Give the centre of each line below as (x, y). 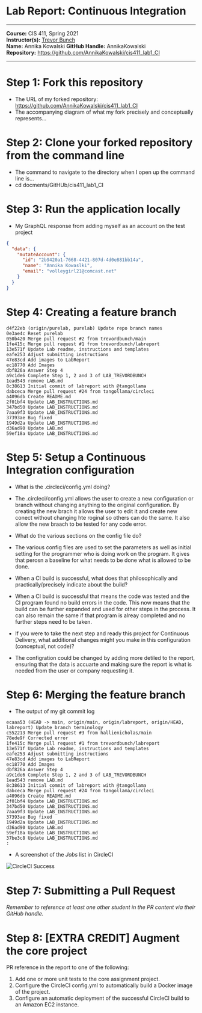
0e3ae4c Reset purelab (35, 333)
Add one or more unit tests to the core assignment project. (87, 979)
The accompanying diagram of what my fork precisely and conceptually (104, 112)
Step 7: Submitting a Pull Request (91, 891)
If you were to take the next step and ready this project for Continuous (102, 633)
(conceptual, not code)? (44, 646)
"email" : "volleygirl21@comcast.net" (69, 271)
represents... (31, 118)
